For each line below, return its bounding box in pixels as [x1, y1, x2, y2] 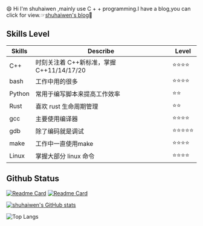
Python [9, 90, 30, 98]
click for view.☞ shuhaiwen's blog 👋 [6, 11, 92, 19]
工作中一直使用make [35, 140, 94, 148]
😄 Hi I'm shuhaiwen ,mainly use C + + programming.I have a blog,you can [6, 5, 191, 12]
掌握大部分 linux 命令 [35, 152, 95, 160]
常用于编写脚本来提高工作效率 [35, 90, 121, 98]
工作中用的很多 [35, 78, 79, 86]
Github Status [6, 174, 59, 184]
